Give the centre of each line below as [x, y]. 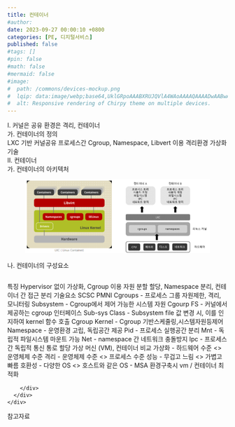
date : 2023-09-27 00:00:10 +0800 [56, 29]
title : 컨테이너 [28, 15]
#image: [19, 81]
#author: [20, 22]
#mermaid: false [31, 74]
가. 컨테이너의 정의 [33, 134]
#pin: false [24, 60]
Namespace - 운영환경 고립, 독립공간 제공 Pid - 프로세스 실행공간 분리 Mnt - [112, 330]
